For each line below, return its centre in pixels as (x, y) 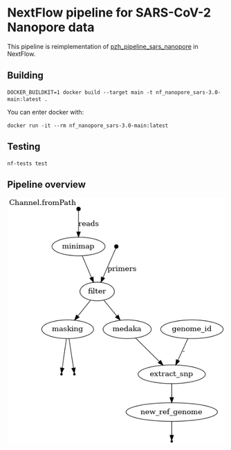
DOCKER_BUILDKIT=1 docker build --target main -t (80, 92)
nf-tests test (28, 164)
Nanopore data (51, 27)
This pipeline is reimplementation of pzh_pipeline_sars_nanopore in (103, 46)
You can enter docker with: (46, 112)
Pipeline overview (47, 184)
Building (25, 76)
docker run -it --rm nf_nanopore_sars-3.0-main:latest (88, 126)
